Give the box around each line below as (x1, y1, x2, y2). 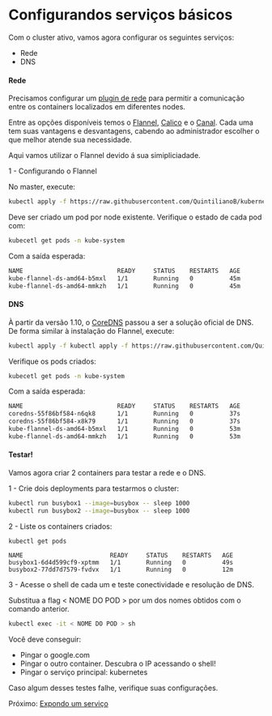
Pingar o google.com (19, 650, 91, 659)
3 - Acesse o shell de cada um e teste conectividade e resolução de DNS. (8, 579, 255, 589)
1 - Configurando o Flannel (8, 166, 97, 176)
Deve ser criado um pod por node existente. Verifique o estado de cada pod (8, 212, 262, 222)
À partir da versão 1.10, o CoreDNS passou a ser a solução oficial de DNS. (8, 318, 254, 327)
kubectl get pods (8, 537, 67, 545)
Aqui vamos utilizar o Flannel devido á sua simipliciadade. (8, 151, 201, 160)
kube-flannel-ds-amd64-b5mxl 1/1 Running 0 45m (8, 274, 241, 283)
